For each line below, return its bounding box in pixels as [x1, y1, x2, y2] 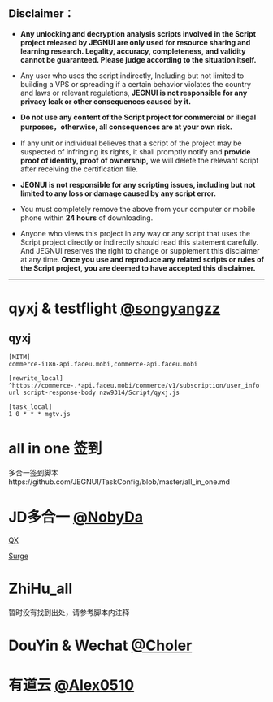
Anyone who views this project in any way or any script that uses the [19, 228, 250, 238]
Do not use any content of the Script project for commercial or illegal [19, 112, 257, 122]
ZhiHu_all [8, 579, 73, 598]
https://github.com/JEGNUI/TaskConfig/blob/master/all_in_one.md [8, 477, 230, 487]
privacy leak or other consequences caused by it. [19, 96, 192, 106]
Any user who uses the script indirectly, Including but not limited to [19, 71, 245, 80]
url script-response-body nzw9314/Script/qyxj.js [8, 388, 180, 396]
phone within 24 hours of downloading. [19, 213, 154, 223]
